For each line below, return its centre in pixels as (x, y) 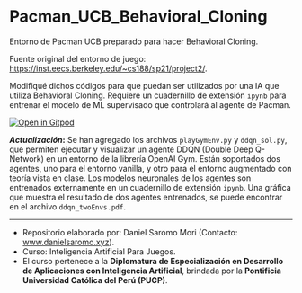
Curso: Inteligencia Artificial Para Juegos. (99, 251)
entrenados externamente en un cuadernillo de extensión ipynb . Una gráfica (151, 187)
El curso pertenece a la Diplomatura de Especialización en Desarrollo (153, 261)
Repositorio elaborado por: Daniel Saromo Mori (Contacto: (130, 232)
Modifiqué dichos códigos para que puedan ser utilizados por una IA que (144, 85)
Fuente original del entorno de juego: (78, 58)
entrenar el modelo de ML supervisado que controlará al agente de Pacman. (151, 104)
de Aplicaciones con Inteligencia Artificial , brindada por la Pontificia (151, 271)
